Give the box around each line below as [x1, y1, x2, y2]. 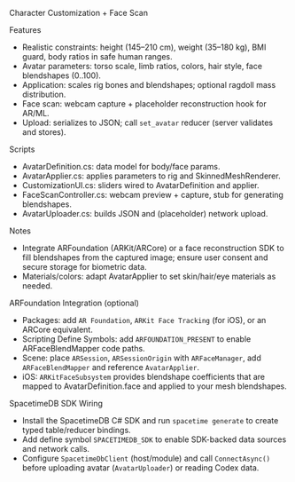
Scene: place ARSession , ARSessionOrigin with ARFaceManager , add [21, 352, 261, 363]
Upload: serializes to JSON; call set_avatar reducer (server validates [21, 117, 273, 128]
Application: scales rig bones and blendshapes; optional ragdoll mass [21, 80, 276, 90]
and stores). [21, 127, 66, 137]
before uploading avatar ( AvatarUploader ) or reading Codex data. [21, 462, 260, 473]
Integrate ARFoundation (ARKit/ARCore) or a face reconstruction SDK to [21, 243, 285, 253]
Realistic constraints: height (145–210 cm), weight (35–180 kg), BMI [21, 42, 267, 52]
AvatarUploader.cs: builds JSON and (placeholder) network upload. [21, 209, 268, 218]
